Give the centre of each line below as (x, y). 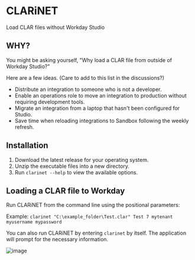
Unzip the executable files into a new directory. (72, 166)
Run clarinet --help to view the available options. (76, 172)
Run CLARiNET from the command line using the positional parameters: (93, 205)
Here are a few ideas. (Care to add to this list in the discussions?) (85, 77)
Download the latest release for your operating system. (82, 160)
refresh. (24, 127)
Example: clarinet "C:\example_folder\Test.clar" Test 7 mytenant (90, 216)
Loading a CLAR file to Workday (66, 191)
